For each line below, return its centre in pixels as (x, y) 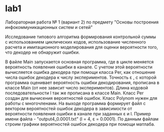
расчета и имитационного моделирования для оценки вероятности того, (82, 47)
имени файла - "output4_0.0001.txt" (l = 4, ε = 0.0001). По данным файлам (82, 119)
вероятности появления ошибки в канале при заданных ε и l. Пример (78, 113)
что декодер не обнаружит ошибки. (42, 52)
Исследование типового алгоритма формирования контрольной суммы (81, 37)
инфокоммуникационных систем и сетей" (49, 27)
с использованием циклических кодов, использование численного (75, 42)
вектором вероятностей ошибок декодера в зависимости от (69, 109)
